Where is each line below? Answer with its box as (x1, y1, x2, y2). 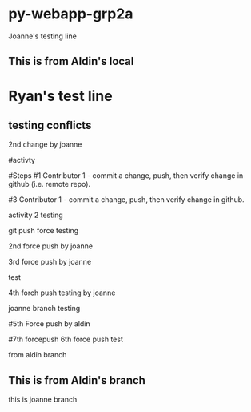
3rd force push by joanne (8, 257, 92, 267)
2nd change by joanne (8, 139, 82, 149)
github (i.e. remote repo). (8, 180, 90, 189)
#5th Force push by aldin (8, 319, 90, 329)
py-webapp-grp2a (8, 5, 133, 23)
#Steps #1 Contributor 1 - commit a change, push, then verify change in (8, 171, 244, 180)
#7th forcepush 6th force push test (8, 334, 124, 345)
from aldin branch (8, 350, 67, 360)
